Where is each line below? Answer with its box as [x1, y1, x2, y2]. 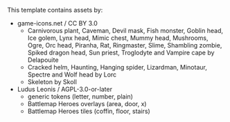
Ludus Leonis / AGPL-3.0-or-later [17, 85, 113, 93]
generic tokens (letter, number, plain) [27, 92, 134, 101]
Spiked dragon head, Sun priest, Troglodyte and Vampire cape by [27, 48, 215, 57]
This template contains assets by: [7, 6, 103, 14]
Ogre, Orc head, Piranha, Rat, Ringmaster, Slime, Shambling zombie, [27, 41, 222, 49]
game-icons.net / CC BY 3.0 [17, 19, 98, 27]
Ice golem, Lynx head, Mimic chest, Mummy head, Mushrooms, [27, 34, 209, 42]
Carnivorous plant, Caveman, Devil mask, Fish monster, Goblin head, [27, 27, 224, 34]
